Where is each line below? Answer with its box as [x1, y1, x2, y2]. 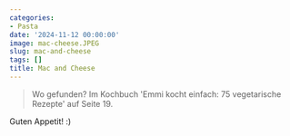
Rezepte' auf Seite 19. [31, 98, 114, 109]
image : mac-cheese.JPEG [9, 38, 100, 48]
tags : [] [9, 55, 43, 64]
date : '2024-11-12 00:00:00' [9, 30, 120, 39]
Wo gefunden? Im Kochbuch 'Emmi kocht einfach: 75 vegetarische [31, 88, 282, 100]
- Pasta [9, 22, 39, 31]
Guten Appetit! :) [9, 115, 72, 127]
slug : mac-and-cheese [9, 47, 92, 56]
